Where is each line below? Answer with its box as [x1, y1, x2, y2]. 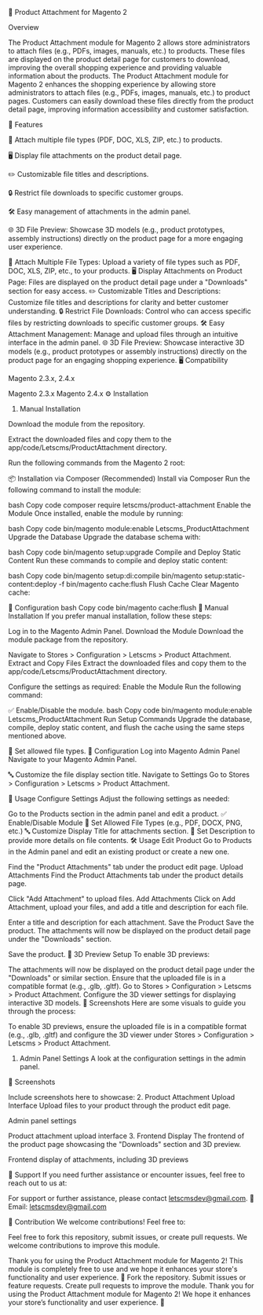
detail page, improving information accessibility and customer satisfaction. [8, 104, 250, 114]
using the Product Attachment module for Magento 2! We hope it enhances [8, 1289, 251, 1299]
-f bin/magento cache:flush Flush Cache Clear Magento [58, 580, 239, 588]
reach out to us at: [8, 1178, 68, 1188]
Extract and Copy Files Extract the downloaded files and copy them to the [8, 658, 247, 668]
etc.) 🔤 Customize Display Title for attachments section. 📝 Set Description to [8, 826, 255, 836]
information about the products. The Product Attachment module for [8, 71, 229, 80]
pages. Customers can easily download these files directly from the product [8, 97, 254, 105]
